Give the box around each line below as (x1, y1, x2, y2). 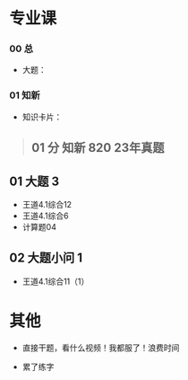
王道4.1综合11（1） (21, 276, 90, 287)
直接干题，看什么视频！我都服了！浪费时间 (21, 342, 180, 353)
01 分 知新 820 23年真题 (30, 140, 165, 155)
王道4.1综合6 (21, 210, 69, 221)
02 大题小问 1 (9, 251, 83, 266)
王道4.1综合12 (21, 199, 73, 209)
